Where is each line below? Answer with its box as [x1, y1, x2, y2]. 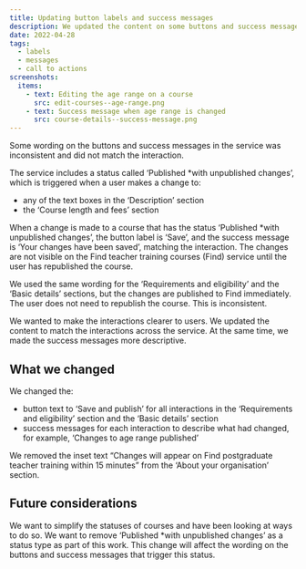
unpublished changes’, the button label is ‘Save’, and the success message [9, 232, 290, 243]
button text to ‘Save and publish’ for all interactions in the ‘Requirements [22, 403, 293, 414]
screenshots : [9, 73, 59, 82]
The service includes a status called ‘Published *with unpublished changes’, [9, 168, 294, 179]
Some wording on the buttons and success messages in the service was [9, 140, 281, 151]
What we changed [9, 361, 116, 377]
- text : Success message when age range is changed [25, 107, 226, 116]
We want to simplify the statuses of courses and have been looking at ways [9, 520, 293, 531]
